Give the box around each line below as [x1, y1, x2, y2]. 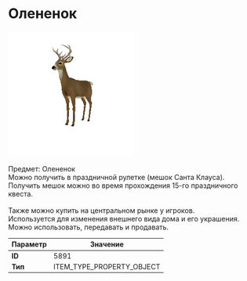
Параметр [11, 240, 47, 249]
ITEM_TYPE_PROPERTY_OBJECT [53, 261, 161, 271]
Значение [89, 240, 124, 249]
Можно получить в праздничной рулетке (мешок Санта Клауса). [8, 172, 225, 182]
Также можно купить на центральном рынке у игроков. [8, 205, 195, 215]
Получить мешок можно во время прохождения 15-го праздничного [8, 181, 238, 190]
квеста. [8, 189, 34, 198]
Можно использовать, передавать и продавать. [8, 222, 169, 232]
